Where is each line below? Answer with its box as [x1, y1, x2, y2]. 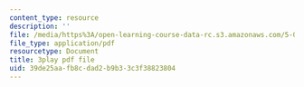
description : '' [9, 22, 71, 31]
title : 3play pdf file [9, 55, 95, 64]
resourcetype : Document [9, 47, 100, 56]
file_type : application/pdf [9, 38, 116, 48]
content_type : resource [9, 13, 100, 23]
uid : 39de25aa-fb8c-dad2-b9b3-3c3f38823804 [9, 64, 176, 73]
